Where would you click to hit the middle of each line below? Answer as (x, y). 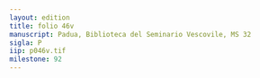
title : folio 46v (42, 26)
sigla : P (26, 43)
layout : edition (40, 17)
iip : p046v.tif (38, 51)
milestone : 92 (36, 59)
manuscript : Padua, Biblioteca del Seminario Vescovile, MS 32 (130, 34)
